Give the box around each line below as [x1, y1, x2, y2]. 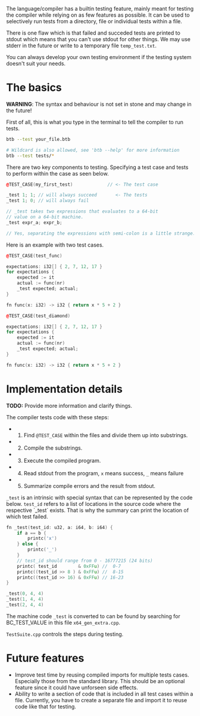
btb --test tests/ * [6, 152, 55, 159]
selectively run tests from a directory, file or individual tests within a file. [6, 18, 183, 24]
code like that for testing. [14, 703, 76, 710]
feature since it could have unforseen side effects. [14, 684, 138, 691]
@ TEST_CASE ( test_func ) [6, 253, 62, 259]
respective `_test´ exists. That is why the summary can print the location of [6, 506, 189, 514]
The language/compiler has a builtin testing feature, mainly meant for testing [6, 5, 194, 12]
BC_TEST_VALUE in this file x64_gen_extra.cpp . [6, 619, 121, 626]
